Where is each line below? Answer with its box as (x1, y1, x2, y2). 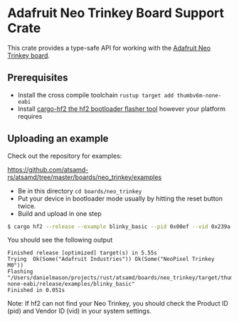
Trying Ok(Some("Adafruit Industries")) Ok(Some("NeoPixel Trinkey (7, 256, 215, 263)
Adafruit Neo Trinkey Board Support (7, 5, 225, 21)
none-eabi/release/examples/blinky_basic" (7, 281, 135, 288)
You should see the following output (7, 236, 113, 245)
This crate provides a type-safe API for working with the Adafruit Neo (7, 43, 211, 52)
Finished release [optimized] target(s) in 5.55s (7, 249, 158, 257)
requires (17, 112, 43, 120)
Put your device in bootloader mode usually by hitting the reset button (17, 194, 223, 203)
